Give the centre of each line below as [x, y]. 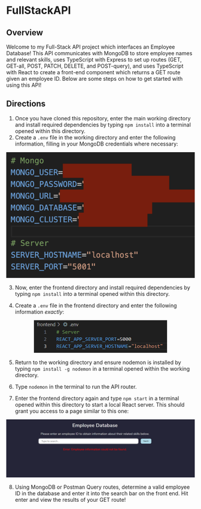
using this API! [24, 85]
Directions [26, 104]
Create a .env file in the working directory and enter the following [95, 137]
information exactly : [39, 311]
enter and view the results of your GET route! [70, 500]
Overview [25, 33]
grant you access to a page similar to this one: [72, 411]
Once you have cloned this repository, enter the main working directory [103, 118]
